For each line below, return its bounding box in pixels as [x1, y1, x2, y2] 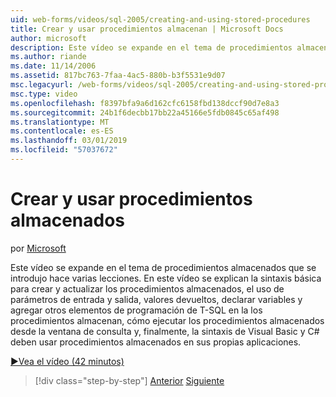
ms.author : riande [10, 52, 87, 62]
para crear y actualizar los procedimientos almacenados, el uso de [10, 282, 285, 295]
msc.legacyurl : [10, 80, 74, 90]
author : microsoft [10, 33, 87, 43]
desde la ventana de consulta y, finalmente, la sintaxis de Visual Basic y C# [10, 325, 320, 337]
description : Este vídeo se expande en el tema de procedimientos [10, 42, 293, 53]
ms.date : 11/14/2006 [10, 61, 97, 71]
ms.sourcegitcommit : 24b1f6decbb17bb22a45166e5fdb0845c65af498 [10, 107, 280, 118]
